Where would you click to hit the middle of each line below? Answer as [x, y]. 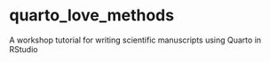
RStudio [24, 49]
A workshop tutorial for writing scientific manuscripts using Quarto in [135, 40]
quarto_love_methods [92, 15]
